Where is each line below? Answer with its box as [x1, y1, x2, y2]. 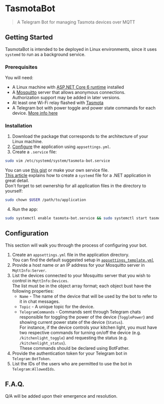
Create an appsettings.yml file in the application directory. [12, 252, 129, 257]
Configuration [5, 229, 49, 237]
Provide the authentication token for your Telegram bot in [12, 350, 127, 356]
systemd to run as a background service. [5, 51, 86, 57]
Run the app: [12, 206, 38, 213]
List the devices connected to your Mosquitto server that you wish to [12, 272, 151, 278]
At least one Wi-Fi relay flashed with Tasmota [12, 100, 104, 106]
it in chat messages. [19, 298, 60, 304]
